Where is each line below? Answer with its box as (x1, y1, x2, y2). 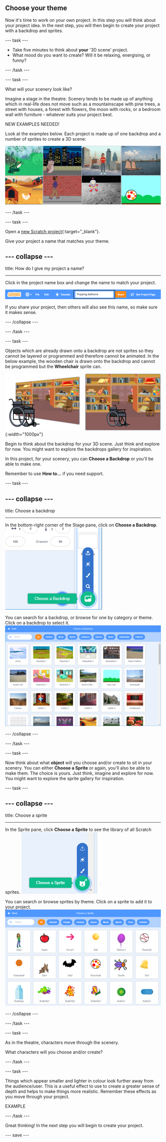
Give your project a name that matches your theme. (5, 238, 110, 244)
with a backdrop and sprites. (5, 27, 63, 34)
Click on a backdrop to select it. (5, 620, 70, 626)
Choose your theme (5, 4, 68, 12)
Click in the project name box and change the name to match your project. (5, 280, 157, 286)
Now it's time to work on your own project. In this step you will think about (5, 17, 156, 23)
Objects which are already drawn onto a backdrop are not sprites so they (5, 348, 154, 354)
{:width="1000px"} (5, 431, 43, 437)
